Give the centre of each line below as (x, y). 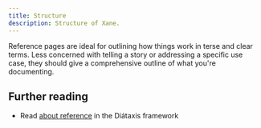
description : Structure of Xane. (64, 23)
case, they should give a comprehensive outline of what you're (112, 63)
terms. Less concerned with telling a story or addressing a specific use (126, 54)
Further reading (48, 96)
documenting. (31, 71)
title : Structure (37, 16)
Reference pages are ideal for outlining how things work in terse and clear (130, 46)
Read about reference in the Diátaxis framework (99, 116)
